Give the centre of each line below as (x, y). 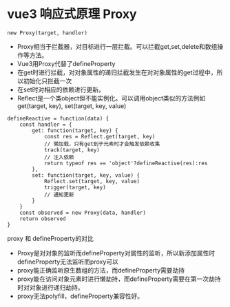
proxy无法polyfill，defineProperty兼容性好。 (80, 296)
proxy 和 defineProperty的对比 (51, 238)
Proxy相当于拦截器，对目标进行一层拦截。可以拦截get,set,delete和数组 (117, 46)
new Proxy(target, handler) (48, 33)
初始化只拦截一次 (48, 81)
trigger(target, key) (75, 187)
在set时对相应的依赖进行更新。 (61, 89)
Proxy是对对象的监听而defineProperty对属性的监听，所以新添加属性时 (116, 253)
